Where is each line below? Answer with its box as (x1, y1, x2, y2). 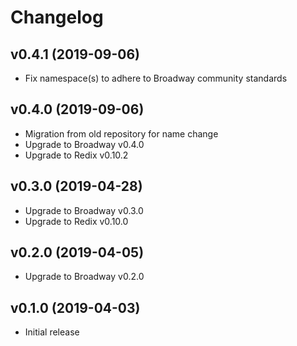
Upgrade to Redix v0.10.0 (24, 215, 129, 227)
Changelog (10, 6, 104, 29)
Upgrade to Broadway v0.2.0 (24, 271, 145, 283)
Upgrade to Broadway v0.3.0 (24, 204, 144, 216)
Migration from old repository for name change (24, 127, 219, 140)
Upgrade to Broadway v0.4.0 (24, 138, 145, 150)
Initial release (24, 326, 80, 338)
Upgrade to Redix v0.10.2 (24, 149, 129, 161)
